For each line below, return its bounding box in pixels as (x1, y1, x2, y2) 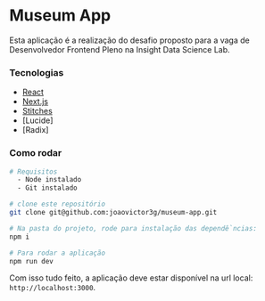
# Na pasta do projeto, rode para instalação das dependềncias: (9, 224, 257, 232)
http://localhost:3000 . (9, 282, 96, 293)
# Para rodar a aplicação (9, 248, 105, 257)
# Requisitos (9, 167, 58, 176)
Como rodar (9, 147, 62, 159)
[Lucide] (21, 115, 54, 126)
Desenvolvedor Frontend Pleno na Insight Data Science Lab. (9, 44, 230, 54)
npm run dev (9, 256, 54, 265)
